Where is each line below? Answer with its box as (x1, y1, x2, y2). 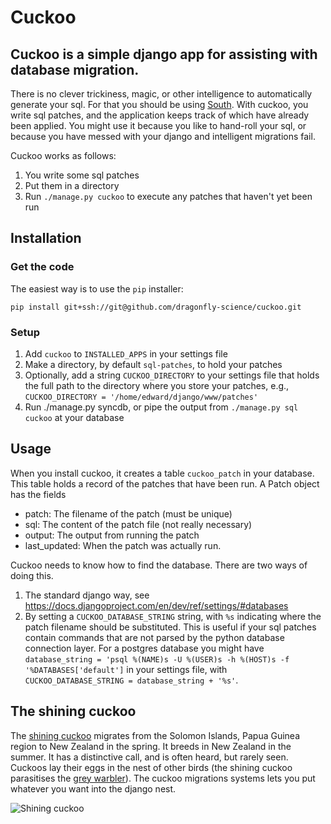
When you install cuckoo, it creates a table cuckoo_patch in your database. (10, 467, 315, 479)
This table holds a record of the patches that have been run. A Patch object (10, 477, 320, 490)
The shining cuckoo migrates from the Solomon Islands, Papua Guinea (10, 729, 301, 741)
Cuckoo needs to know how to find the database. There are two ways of (10, 559, 308, 571)
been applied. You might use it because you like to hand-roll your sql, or (10, 120, 307, 131)
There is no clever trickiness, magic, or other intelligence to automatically (10, 88, 313, 100)
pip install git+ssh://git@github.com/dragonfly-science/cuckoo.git (10, 302, 302, 312)
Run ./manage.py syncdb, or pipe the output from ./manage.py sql (24, 401, 299, 413)
